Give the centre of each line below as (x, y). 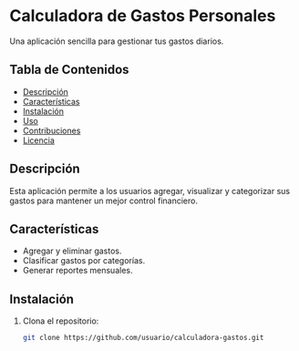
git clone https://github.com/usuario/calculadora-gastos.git (143, 338)
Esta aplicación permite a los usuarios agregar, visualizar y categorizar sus (149, 191)
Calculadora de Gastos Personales (143, 16)
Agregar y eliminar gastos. (72, 251)
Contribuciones (52, 130)
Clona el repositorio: (61, 321)
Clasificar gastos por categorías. (84, 261)
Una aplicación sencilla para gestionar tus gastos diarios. (117, 41)
